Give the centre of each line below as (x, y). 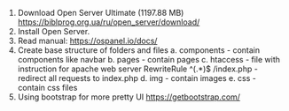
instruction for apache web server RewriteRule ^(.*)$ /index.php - (138, 69)
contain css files (47, 88)
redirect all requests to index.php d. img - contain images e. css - (137, 78)
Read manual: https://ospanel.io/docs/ (87, 41)
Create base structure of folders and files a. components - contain (138, 50)
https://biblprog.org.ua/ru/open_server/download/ (109, 22)
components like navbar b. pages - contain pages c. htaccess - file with (149, 59)
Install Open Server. (54, 31)
